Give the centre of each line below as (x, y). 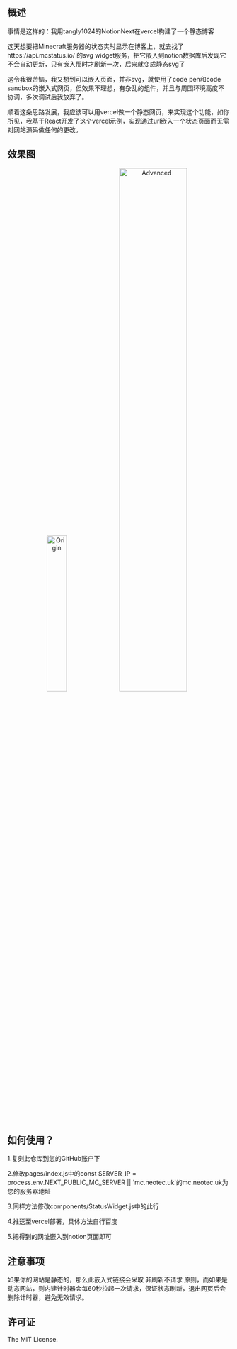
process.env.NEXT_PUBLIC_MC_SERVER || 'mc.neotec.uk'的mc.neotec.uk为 (118, 1183)
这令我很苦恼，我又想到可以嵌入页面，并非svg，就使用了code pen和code (114, 79)
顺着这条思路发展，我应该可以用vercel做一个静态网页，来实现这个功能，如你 (118, 111)
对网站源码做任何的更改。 (45, 129)
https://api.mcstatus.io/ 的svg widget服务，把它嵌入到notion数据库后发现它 (117, 55)
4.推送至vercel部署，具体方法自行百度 (63, 1222)
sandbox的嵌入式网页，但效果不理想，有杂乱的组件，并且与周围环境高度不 (116, 88)
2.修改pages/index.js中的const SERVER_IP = (72, 1174)
